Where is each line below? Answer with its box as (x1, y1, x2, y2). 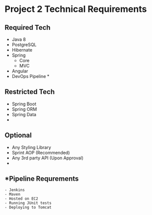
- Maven (4, 192, 21, 197)
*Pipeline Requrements (4, 175, 79, 183)
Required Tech (4, 23, 51, 32)
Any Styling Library (11, 144, 52, 150)
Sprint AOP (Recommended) (11, 149, 70, 155)
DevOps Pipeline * (11, 73, 50, 79)
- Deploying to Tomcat (4, 205, 52, 210)
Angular (11, 68, 28, 74)
